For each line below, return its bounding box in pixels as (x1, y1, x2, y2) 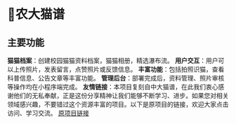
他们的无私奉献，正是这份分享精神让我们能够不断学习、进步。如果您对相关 (13, 92, 229, 99)
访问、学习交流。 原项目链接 (7, 109, 89, 117)
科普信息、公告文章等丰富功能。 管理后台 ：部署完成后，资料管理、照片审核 (7, 74, 225, 82)
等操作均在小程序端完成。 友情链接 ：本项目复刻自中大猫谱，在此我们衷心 (7, 83, 218, 91)
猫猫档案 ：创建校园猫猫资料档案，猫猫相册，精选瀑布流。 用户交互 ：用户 (7, 57, 218, 64)
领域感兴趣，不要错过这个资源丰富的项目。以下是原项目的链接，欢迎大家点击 (7, 100, 229, 109)
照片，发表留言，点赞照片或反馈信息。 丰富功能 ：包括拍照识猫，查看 (25, 65, 225, 74)
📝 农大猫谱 (7, 6, 65, 22)
